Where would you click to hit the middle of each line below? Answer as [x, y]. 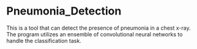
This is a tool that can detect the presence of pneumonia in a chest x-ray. [98, 28]
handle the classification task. [44, 41]
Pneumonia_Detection [64, 11]
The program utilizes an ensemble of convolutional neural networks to [95, 34]
